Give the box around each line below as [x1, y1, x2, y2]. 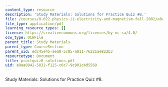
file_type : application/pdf [5, 21, 64, 26]
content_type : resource [5, 7, 55, 12]
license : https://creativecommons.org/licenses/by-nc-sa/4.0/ [5, 30, 137, 35]
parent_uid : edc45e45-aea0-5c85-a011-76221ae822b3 [5, 49, 113, 54]
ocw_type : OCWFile [5, 35, 43, 40]
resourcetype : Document [5, 53, 55, 59]
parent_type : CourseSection [5, 44, 64, 49]
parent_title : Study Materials [5, 40, 70, 45]
